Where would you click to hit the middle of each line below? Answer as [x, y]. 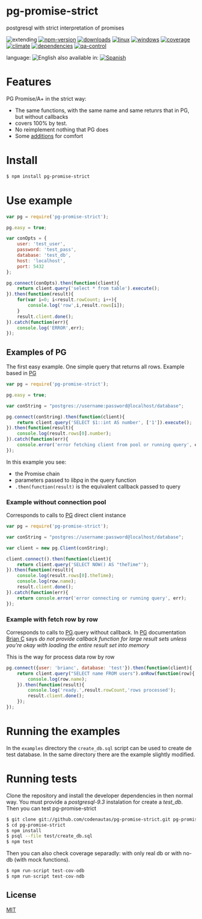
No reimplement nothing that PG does [62, 129]
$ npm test [20, 842]
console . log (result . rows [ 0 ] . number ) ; [64, 434]
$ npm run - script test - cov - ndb [45, 876]
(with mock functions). [42, 860]
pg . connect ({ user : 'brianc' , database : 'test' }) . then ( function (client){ [99, 668]
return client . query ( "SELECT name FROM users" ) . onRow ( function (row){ [106, 674]
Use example [39, 201]
